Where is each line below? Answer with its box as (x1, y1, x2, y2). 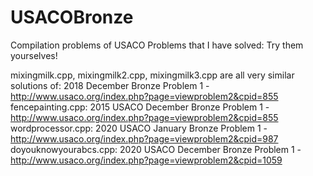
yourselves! (10, 49, 58, 61)
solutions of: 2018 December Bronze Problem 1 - (10, 79, 210, 91)
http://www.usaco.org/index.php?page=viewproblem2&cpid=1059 (10, 154, 283, 166)
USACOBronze (10, 6, 134, 29)
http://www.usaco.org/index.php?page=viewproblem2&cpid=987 (10, 132, 279, 145)
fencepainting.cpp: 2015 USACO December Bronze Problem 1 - (10, 101, 270, 113)
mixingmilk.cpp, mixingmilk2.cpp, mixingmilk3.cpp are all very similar (10, 69, 295, 81)
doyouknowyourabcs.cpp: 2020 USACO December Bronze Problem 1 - (10, 143, 302, 155)
